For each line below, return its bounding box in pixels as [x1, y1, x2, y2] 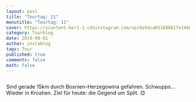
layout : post [6, 8, 38, 14]
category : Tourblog [6, 30, 54, 36]
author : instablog [6, 41, 51, 47]
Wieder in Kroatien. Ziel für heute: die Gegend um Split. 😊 [6, 89, 146, 96]
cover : [6, 24, 22, 31]
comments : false [6, 57, 45, 63]
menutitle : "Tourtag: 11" [6, 19, 69, 25]
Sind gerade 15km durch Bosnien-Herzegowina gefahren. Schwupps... [6, 83, 176, 90]
